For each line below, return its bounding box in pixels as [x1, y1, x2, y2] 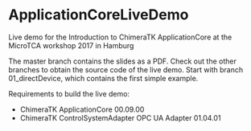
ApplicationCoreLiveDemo [8, 6, 189, 24]
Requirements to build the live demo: [8, 88, 130, 98]
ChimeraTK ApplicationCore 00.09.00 [19, 104, 145, 114]
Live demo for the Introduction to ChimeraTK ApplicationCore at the [8, 32, 232, 42]
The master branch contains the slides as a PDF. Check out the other [8, 56, 237, 66]
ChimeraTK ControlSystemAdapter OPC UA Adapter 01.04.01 [19, 113, 221, 122]
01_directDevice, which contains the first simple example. [8, 73, 199, 83]
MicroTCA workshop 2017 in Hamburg [8, 40, 134, 50]
